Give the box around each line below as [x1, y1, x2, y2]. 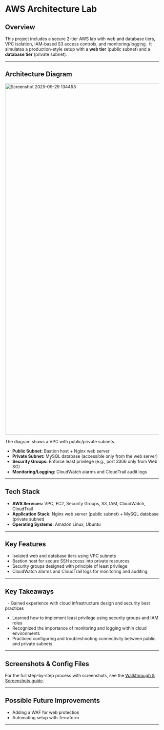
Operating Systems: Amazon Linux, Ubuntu [12, 521, 101, 527]
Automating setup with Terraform [12, 714, 79, 720]
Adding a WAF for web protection [12, 709, 80, 715]
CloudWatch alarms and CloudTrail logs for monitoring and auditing [12, 568, 148, 575]
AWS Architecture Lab [5, 3, 97, 15]
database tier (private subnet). [5, 51, 67, 57]
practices [5, 605, 24, 611]
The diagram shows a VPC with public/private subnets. [5, 438, 116, 444]
